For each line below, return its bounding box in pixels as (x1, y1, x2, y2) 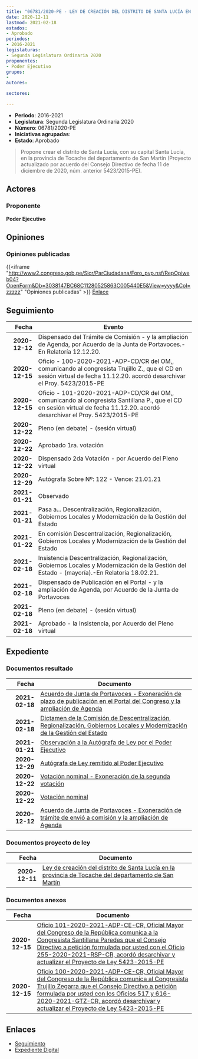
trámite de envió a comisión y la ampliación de (40, 813, 169, 822)
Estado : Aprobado (14, 137, 60, 144)
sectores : (6, 91, 31, 97)
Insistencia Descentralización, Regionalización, (38, 554, 168, 562)
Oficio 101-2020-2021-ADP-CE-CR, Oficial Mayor (37, 921, 184, 929)
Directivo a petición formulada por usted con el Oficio (37, 943, 185, 952)
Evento (103, 323, 124, 331)
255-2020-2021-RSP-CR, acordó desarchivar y (37, 951, 176, 959)
